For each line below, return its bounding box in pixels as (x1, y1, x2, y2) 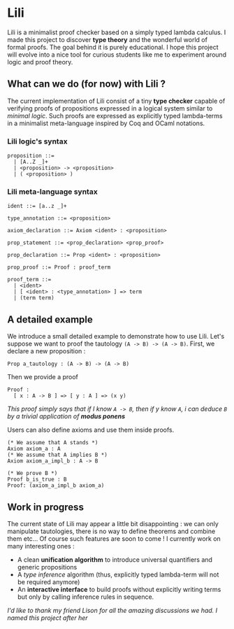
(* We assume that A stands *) (7, 439, 98, 446)
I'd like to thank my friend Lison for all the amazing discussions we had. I (7, 606, 218, 614)
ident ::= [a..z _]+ (7, 203, 68, 210)
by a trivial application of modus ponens (7, 412, 126, 420)
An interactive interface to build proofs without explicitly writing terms (17, 585, 221, 593)
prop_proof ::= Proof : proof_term (7, 264, 111, 271)
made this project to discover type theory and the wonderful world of (7, 35, 208, 43)
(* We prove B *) (7, 470, 58, 477)
